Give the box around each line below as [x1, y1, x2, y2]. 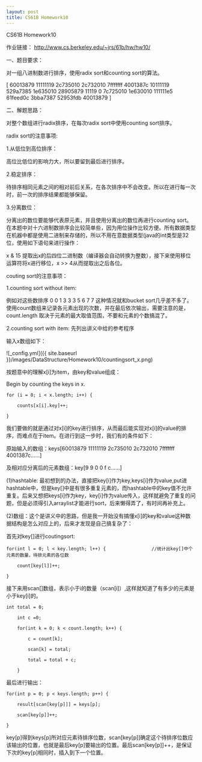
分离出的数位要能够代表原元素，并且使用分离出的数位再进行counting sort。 [6, 216, 192, 224]
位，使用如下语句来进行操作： [6, 239, 80, 246]
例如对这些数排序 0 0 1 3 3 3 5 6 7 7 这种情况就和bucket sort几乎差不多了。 [6, 297, 192, 304]
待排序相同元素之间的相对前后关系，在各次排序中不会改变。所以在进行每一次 [6, 183, 196, 190]
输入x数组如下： [6, 337, 46, 344]
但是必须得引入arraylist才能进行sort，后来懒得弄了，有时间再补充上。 [16, 499, 189, 506]
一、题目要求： [6, 56, 43, 63]
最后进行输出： [6, 679, 43, 686]
